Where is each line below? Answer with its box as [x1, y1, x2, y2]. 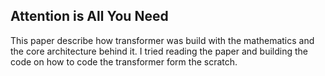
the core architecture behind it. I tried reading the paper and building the [10, 45, 309, 57]
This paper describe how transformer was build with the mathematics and [10, 34, 315, 46]
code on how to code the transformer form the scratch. [10, 55, 238, 68]
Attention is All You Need [10, 8, 169, 25]
